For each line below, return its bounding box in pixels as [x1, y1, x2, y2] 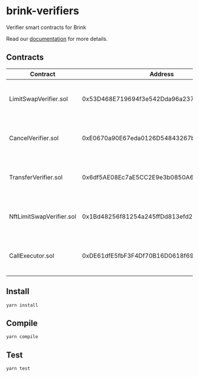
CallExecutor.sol [9, 252, 54, 260]
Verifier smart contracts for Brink [6, 24, 86, 31]
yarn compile [6, 334, 38, 340]
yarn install [6, 302, 38, 308]
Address [149, 70, 174, 78]
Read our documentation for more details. [6, 35, 108, 42]
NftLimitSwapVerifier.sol [9, 212, 77, 220]
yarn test [6, 366, 31, 372]
